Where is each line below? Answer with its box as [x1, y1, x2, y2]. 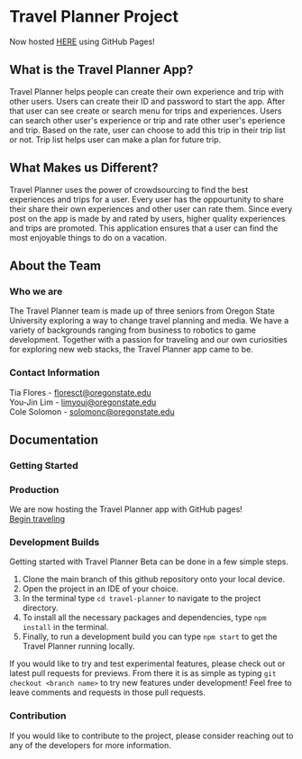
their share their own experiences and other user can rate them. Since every [9, 203, 293, 214]
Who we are [9, 285, 63, 297]
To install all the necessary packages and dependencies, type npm [22, 612, 267, 623]
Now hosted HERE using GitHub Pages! [9, 36, 155, 47]
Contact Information [9, 367, 101, 379]
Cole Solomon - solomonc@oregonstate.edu [9, 406, 175, 416]
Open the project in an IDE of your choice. [22, 583, 178, 594]
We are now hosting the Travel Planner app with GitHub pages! [9, 504, 243, 515]
